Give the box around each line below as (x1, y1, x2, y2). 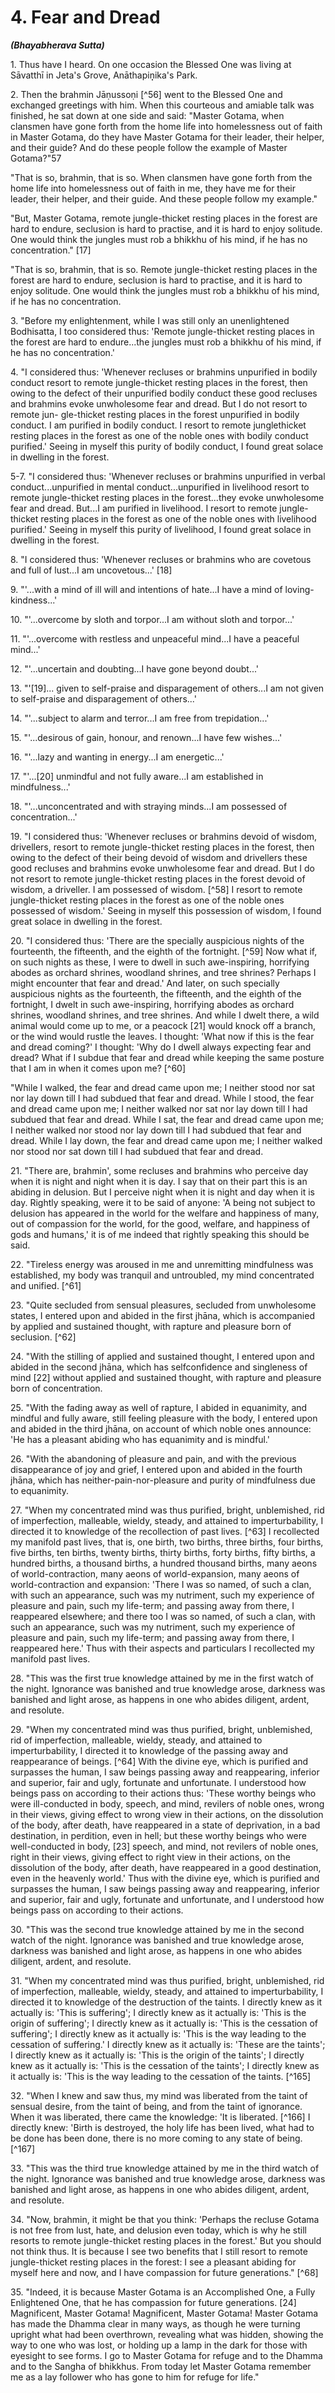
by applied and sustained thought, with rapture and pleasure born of (10, 1320, 292, 1332)
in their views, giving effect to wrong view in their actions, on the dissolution (10, 1808, 324, 1820)
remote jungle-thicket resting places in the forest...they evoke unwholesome (10, 491, 325, 503)
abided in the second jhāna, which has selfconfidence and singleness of (10, 1361, 308, 1373)
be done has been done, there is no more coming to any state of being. (10, 2132, 303, 2144)
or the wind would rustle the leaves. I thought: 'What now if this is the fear (10, 1030, 315, 1042)
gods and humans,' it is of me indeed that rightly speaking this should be (10, 1228, 310, 1240)
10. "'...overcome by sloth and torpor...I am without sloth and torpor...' (10, 613, 295, 625)
